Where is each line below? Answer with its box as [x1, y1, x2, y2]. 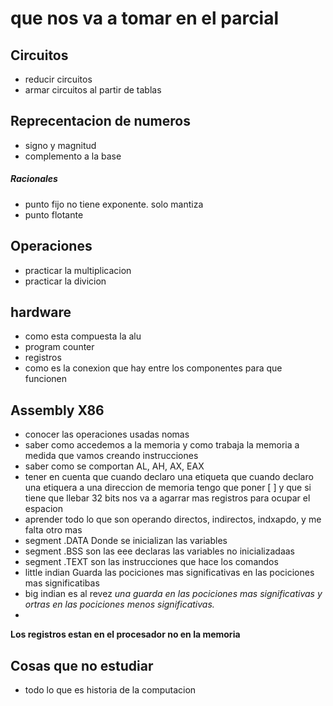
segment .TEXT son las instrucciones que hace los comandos [24, 556, 279, 568]
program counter [24, 341, 95, 353]
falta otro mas [24, 524, 83, 536]
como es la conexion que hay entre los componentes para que [24, 362, 283, 374]
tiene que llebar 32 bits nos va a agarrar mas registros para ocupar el [24, 492, 311, 504]
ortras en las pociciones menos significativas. [24, 598, 215, 611]
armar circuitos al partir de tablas [24, 84, 162, 96]
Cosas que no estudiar [10, 657, 154, 674]
